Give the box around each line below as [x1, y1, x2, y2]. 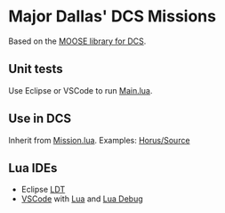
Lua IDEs [8, 160, 58, 176]
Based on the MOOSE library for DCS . [8, 36, 147, 46]
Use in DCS [8, 111, 72, 127]
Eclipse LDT [20, 184, 66, 195]
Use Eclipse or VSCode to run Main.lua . [8, 85, 153, 95]
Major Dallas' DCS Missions [8, 6, 217, 27]
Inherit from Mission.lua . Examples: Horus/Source [8, 135, 190, 145]
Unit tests [8, 61, 63, 77]
